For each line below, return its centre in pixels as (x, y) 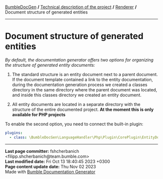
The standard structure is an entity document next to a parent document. (85, 74)
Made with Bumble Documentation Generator (50, 172)
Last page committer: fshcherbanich (42, 151)
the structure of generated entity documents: (50, 65)
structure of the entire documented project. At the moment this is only (83, 109)
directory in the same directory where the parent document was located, (85, 89)
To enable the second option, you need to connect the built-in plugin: (74, 124)
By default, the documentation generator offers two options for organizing (79, 60)
